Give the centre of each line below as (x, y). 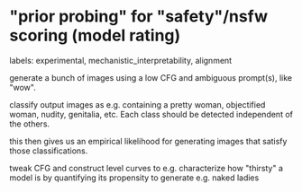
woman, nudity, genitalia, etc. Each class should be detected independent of (151, 114)
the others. (30, 124)
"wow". (23, 87)
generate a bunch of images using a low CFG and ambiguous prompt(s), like (151, 77)
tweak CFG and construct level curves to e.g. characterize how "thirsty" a (146, 168)
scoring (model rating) (95, 35)
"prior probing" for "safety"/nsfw (139, 17)
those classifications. (49, 151)
